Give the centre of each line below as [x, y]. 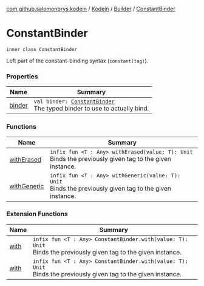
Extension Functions [37, 214]
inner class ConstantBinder [42, 49]
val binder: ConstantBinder [74, 102]
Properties [22, 77]
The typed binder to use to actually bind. [91, 109]
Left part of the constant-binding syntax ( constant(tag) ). [77, 61]
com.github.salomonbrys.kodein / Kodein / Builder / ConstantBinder [91, 9]
